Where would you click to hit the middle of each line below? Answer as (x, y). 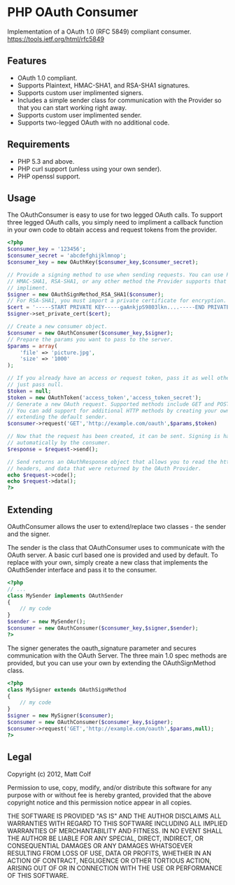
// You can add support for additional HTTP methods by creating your (112, 411)
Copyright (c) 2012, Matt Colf (49, 774)
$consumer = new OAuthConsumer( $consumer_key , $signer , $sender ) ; (103, 628)
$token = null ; (29, 391)
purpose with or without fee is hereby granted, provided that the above (109, 795)
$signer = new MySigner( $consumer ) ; (60, 716)
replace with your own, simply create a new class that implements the (108, 562)
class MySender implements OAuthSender (65, 595)
